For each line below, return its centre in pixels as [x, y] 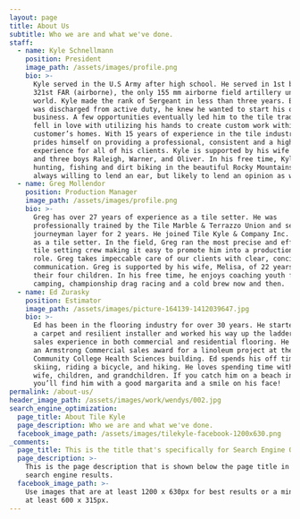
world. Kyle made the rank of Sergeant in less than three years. [159, 101]
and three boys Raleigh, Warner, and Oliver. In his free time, [155, 159]
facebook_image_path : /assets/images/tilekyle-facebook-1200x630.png [149, 434]
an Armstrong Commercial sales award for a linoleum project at [155, 350]
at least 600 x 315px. [67, 500]
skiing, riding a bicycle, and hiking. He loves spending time [153, 367]
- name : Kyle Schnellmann [66, 51]
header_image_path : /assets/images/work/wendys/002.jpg [115, 400]
